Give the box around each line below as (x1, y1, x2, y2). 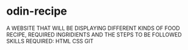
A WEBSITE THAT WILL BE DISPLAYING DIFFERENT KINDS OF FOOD (6, 24, 180, 32)
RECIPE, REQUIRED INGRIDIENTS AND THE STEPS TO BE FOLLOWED (6, 30, 182, 38)
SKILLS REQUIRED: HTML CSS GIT (6, 37, 94, 45)
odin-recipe (6, 4, 67, 18)
